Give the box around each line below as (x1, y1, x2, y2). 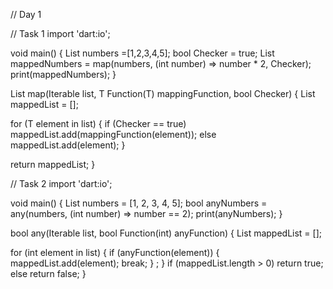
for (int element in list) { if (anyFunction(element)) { (10, 247, 220, 258)
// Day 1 (10, 9, 42, 20)
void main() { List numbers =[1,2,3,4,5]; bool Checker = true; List (10, 47, 275, 59)
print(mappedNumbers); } (10, 69, 117, 80)
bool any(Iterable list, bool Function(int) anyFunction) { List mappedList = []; (10, 227, 323, 239)
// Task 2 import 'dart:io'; (10, 178, 113, 189)
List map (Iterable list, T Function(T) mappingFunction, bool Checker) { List (10, 88, 316, 99)
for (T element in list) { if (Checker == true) (10, 118, 187, 129)
